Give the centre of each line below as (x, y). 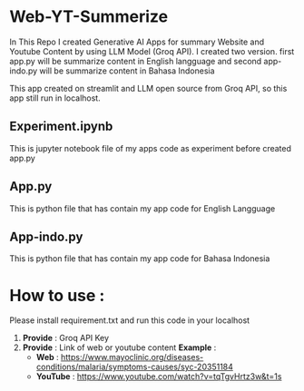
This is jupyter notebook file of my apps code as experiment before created (151, 148)
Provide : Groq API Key (66, 338)
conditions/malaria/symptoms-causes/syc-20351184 (135, 367)
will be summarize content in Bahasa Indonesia (127, 71)
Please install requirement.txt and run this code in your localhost (130, 320)
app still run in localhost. (55, 98)
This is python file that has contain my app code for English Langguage (142, 208)
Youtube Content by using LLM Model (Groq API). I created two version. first (152, 51)
